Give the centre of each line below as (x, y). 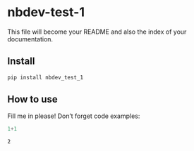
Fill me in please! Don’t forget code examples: (74, 116)
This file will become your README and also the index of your (97, 32)
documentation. (30, 39)
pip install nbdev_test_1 (45, 77)
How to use (32, 99)
